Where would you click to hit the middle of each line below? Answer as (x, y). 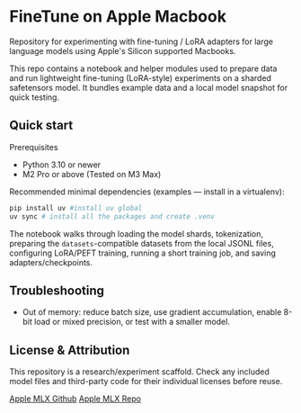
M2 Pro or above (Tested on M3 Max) (92, 174)
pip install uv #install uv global (76, 208)
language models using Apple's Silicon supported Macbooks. (123, 50)
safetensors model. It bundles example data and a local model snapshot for (149, 87)
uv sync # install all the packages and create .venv (112, 216)
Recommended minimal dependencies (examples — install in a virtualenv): (147, 192)
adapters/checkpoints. (51, 262)
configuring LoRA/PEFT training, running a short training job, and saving (143, 253)
